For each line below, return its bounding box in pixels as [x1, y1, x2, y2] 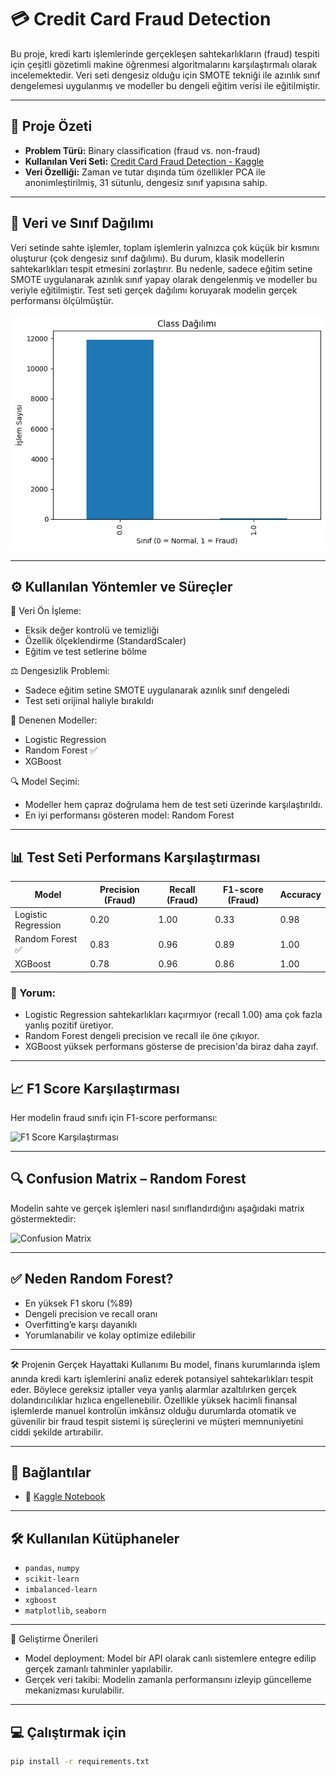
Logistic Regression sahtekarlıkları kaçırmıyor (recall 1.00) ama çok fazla [24, 1009, 323, 1021]
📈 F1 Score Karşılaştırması [10, 1080, 180, 1097]
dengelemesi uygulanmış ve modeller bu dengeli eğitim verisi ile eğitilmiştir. [10, 79, 321, 91]
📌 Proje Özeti [10, 118, 93, 135]
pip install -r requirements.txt [10, 1757, 150, 1767]
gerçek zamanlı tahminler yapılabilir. [24, 1663, 173, 1675]
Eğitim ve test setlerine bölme [24, 646, 148, 658]
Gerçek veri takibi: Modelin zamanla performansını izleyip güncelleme [24, 1674, 312, 1686]
